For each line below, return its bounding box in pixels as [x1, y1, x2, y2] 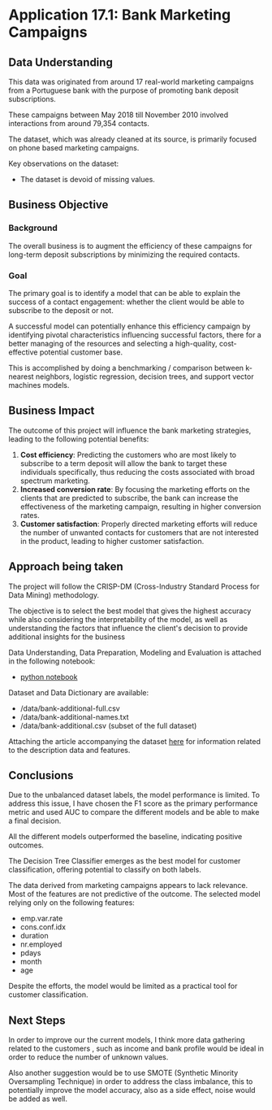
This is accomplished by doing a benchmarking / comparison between [8, 363, 244, 372]
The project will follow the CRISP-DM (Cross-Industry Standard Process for [8, 581, 260, 591]
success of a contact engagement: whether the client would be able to [8, 297, 245, 307]
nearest [8, 372, 34, 381]
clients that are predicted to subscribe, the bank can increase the [19, 493, 239, 503]
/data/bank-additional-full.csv [19, 703, 120, 713]
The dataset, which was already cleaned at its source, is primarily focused [8, 134, 257, 144]
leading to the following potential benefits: [8, 433, 149, 444]
